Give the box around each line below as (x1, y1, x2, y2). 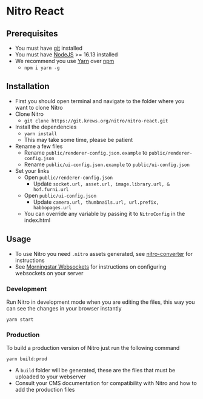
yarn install (24, 130, 58, 137)
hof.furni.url (33, 186, 69, 192)
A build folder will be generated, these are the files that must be (15, 367, 176, 374)
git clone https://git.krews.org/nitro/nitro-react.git (24, 118, 168, 124)
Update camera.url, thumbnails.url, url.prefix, (33, 198, 159, 206)
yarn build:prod (6, 356, 47, 362)
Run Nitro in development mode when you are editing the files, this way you (6, 298, 195, 306)
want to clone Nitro (15, 104, 63, 111)
